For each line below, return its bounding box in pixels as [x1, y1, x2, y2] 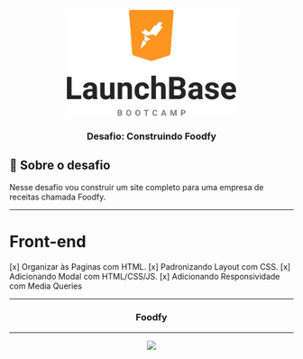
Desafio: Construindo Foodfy [87, 130, 216, 143]
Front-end [9, 231, 87, 252]
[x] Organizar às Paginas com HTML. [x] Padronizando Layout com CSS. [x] [9, 261, 291, 272]
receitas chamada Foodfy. [9, 191, 106, 202]
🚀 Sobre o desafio [9, 158, 111, 173]
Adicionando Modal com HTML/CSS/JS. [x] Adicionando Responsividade [9, 271, 280, 281]
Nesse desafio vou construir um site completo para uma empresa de [9, 181, 264, 192]
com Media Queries [9, 281, 83, 291]
